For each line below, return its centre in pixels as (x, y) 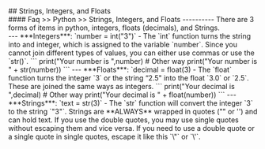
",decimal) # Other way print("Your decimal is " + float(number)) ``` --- (123, 95)
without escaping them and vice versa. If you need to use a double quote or (131, 128)
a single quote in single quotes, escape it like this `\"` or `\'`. (104, 136)
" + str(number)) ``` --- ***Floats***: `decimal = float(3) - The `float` (120, 69)
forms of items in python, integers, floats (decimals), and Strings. (114, 28)
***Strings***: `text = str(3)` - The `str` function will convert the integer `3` (131, 103)
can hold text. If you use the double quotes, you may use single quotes (123, 120)
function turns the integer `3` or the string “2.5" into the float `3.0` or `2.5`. (129, 78)
